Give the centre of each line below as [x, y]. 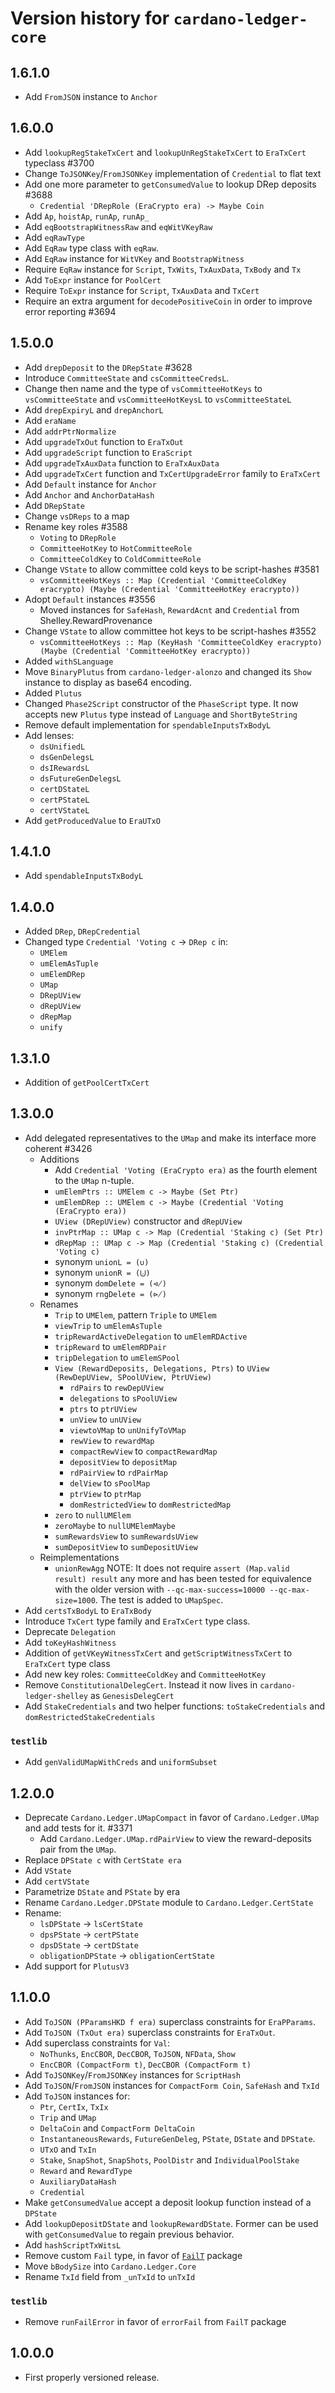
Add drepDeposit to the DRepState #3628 [108, 367]
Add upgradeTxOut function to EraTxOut [104, 441]
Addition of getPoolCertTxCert [87, 1083]
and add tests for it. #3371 [78, 1828]
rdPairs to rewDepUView [116, 1387]
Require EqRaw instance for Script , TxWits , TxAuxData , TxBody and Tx [163, 269]
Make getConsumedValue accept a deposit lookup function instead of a [168, 2202]
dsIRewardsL [64, 768]
